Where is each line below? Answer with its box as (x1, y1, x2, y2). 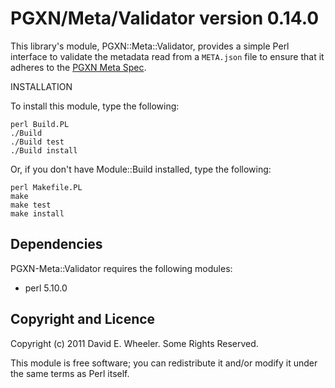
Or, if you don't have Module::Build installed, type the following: (10, 163, 272, 175)
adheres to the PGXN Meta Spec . (10, 61, 147, 73)
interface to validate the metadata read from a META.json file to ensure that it (10, 50, 325, 62)
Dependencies (10, 236, 103, 253)
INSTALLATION (10, 80, 73, 92)
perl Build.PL (10, 119, 70, 129)
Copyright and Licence (10, 311, 156, 328)
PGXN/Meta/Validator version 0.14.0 (10, 7, 320, 30)
